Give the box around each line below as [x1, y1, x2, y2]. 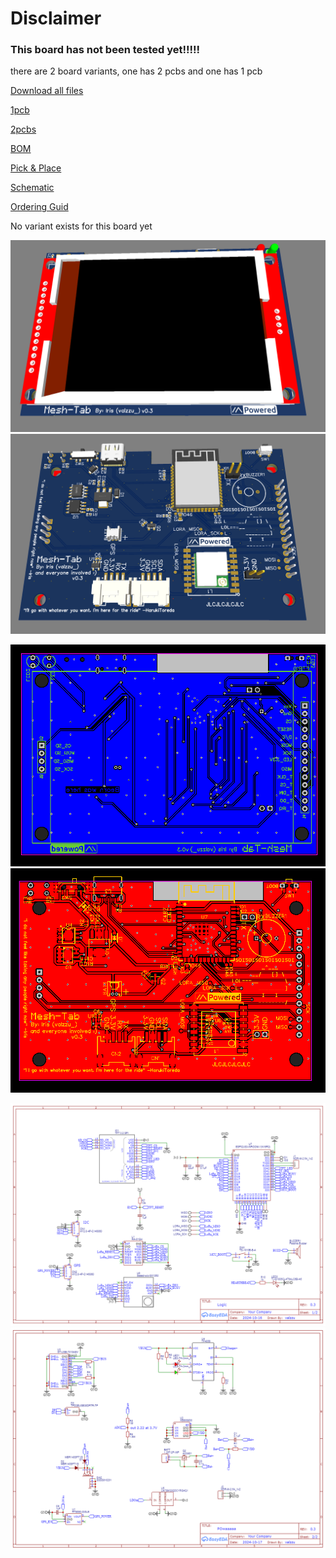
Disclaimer [10, 7, 102, 30]
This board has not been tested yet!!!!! [10, 43, 201, 57]
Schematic [10, 182, 55, 194]
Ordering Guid [10, 201, 69, 213]
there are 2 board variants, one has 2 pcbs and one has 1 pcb [10, 65, 263, 77]
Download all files [10, 85, 84, 97]
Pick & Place [10, 162, 62, 174]
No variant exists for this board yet [10, 220, 153, 232]
